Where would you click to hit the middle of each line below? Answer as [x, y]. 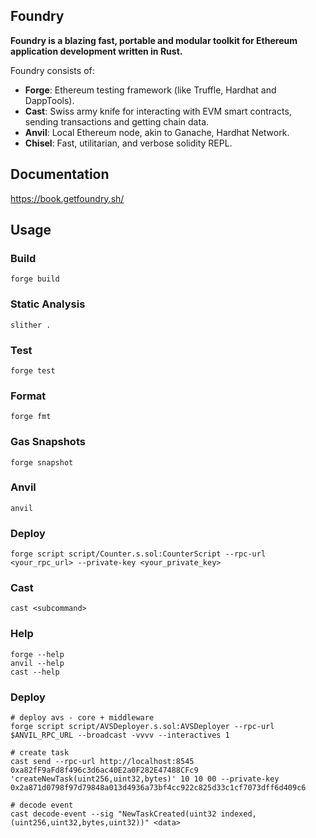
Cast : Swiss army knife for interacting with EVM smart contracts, [158, 111]
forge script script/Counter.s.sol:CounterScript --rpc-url [138, 554]
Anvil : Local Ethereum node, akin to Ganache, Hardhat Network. [157, 132]
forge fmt [31, 417]
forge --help [37, 654]
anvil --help [37, 663]
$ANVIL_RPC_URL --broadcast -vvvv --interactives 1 [120, 735]
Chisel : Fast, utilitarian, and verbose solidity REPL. [128, 143]
